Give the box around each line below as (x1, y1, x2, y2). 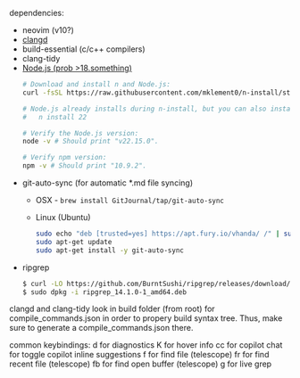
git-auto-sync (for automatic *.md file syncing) (21, 177, 194, 188)
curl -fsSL (21, 88, 63, 97)
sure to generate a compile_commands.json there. (9, 323, 194, 333)
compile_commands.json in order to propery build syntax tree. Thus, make (9, 313, 283, 324)
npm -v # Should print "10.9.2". (21, 161, 147, 170)
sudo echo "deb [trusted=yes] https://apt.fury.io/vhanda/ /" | (35, 229, 280, 238)
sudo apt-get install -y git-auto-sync (35, 245, 185, 255)
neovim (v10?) (21, 25, 74, 35)
